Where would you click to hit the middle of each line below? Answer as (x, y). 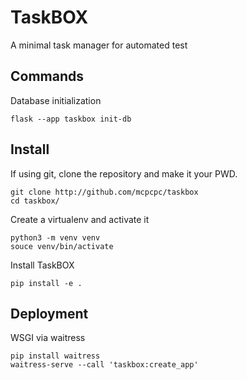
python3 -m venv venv (55, 237)
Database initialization (56, 100)
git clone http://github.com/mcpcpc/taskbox (104, 192)
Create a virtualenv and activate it (80, 219)
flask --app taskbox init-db (71, 119)
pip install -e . (46, 283)
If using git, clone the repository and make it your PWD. (124, 173)
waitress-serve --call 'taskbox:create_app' (104, 365)
